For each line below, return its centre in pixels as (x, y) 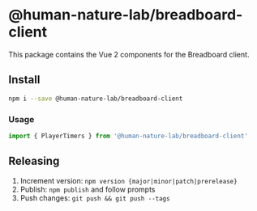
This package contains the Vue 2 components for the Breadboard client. (129, 54)
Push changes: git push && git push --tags (95, 198)
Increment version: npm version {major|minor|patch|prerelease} (128, 180)
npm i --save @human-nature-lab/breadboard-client (96, 99)
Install (24, 80)
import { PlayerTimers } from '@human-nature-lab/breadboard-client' (128, 136)
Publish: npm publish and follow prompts (88, 189)
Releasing (34, 161)
